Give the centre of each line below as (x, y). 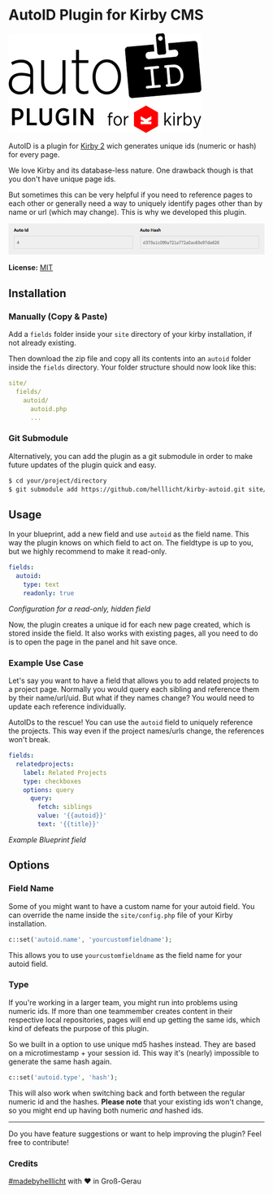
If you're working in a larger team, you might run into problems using (123, 1002)
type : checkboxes (52, 781)
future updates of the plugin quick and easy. (82, 465)
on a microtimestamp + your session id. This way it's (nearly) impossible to (134, 1052)
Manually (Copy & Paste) (58, 317)
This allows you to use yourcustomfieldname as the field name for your (125, 955)
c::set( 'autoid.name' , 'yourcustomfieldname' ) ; (91, 939)
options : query (49, 790)
